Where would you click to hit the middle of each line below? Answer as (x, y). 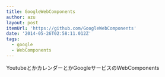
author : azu (21, 17)
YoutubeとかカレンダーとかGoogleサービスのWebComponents (83, 68)
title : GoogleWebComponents (41, 12)
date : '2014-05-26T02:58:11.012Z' (49, 34)
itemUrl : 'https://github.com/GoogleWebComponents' (71, 28)
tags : (13, 39)
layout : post (22, 23)
